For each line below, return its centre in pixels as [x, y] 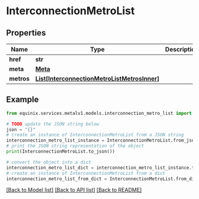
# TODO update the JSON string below [53, 124]
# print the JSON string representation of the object [75, 146]
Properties [26, 33]
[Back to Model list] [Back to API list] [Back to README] [74, 190]
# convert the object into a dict [49, 162]
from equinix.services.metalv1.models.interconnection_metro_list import [99, 113]
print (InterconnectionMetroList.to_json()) [61, 152]
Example [23, 100]
